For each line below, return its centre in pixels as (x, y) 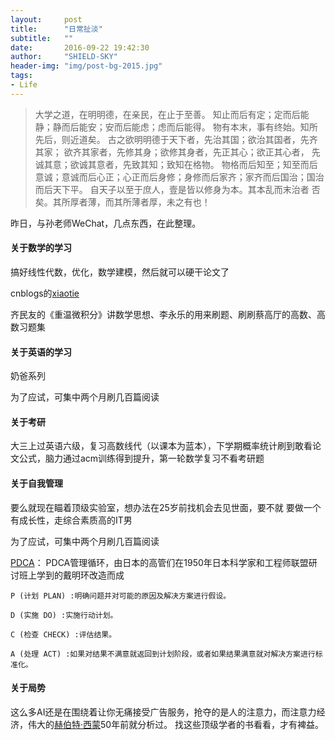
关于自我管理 (36, 483)
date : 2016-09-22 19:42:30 (80, 47)
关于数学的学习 (41, 248)
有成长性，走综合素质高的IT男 (71, 520)
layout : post (46, 19)
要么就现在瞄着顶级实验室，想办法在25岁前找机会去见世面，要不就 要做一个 (166, 507)
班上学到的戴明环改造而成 (71, 575)
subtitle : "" (42, 38)
